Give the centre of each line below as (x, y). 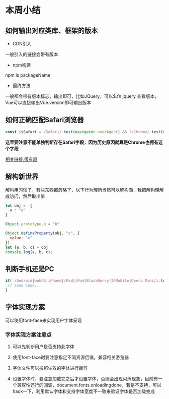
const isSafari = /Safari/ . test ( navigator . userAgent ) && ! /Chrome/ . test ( (84, 132)
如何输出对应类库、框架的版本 (52, 31)
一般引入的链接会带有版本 (32, 54)
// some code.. (23, 286)
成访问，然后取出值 (25, 196)
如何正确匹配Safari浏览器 (45, 120)
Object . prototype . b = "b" (32, 224)
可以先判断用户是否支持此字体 (43, 347)
